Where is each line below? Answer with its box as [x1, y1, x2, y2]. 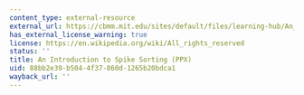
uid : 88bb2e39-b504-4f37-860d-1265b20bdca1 [9, 64, 176, 73]
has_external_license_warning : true [9, 30, 147, 39]
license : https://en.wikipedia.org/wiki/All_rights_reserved [9, 38, 245, 48]
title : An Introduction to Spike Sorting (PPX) [9, 55, 193, 64]
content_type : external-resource [9, 13, 136, 23]
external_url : [9, 22, 63, 31]
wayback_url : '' [9, 72, 71, 81]
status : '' [9, 47, 51, 56]
